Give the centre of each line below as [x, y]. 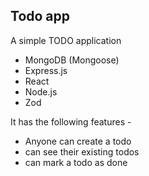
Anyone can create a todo [78, 141]
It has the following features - [71, 121]
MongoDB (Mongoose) [72, 60]
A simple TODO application [66, 40]
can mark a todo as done [76, 162]
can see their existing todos [82, 151]
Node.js [41, 91]
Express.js [46, 70]
